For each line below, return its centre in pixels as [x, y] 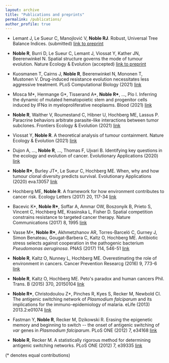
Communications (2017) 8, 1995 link [50, 223]
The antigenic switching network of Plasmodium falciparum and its [82, 299]
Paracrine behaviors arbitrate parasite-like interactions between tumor [86, 120]
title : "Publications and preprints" [45, 15]
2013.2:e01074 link [32, 310]
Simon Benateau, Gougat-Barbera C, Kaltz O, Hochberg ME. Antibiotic [85, 238]
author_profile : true [28, 24]
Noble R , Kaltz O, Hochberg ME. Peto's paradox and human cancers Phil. [88, 279]
